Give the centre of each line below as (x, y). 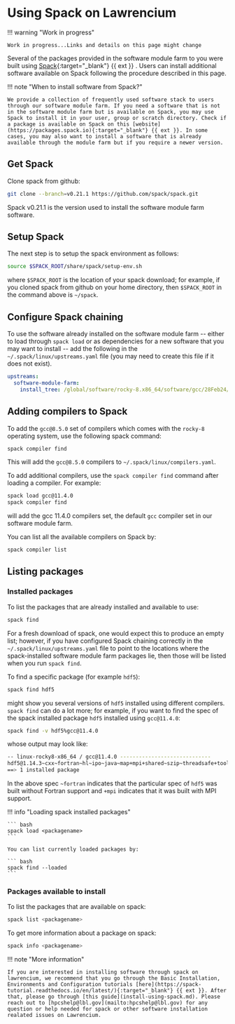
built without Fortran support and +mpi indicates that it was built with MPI (112, 791)
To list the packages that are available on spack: (77, 907)
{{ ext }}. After (201, 991)
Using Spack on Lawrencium (92, 13)
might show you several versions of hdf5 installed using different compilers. (116, 703)
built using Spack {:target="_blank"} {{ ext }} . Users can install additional (112, 65)
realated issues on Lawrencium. (54, 1016)
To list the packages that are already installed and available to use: (103, 607)
